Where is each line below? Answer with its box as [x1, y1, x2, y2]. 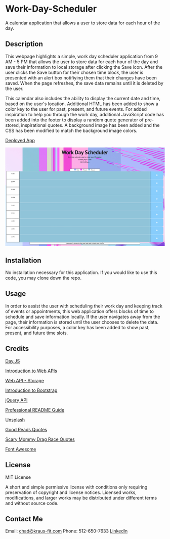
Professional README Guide [5, 407, 65, 413]
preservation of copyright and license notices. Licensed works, [5, 489, 137, 496]
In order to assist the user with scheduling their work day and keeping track [5, 303, 163, 309]
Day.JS [5, 357, 20, 364]
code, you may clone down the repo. [5, 275, 82, 281]
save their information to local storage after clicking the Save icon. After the [5, 64, 163, 70]
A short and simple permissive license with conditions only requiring [5, 484, 148, 490]
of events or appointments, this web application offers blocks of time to [5, 308, 154, 314]
